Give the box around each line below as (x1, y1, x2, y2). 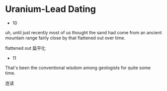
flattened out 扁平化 (5, 45, 46, 51)
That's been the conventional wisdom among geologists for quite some (5, 65, 151, 71)
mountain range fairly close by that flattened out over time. (5, 35, 126, 41)
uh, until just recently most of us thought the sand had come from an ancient (5, 29, 162, 35)
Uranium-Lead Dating (5, 3, 96, 15)
